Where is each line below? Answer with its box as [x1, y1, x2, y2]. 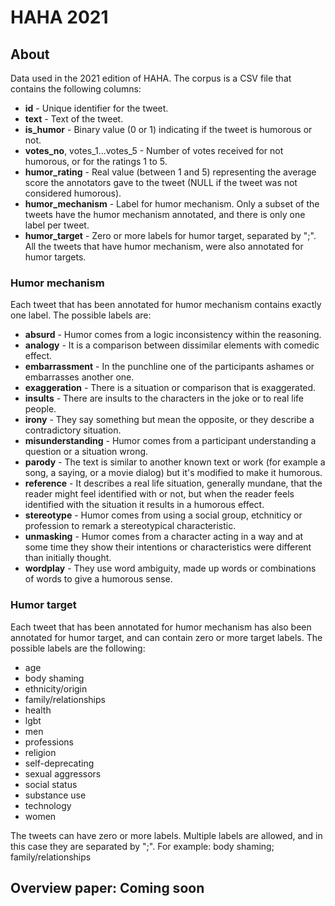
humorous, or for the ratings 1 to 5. [24, 156, 168, 167]
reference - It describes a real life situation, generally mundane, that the [24, 477, 323, 490]
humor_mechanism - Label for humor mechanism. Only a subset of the [24, 198, 320, 210]
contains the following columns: [10, 83, 142, 95]
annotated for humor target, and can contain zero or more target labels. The [10, 631, 323, 643]
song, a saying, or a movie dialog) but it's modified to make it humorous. [24, 467, 323, 479]
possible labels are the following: [10, 642, 146, 654]
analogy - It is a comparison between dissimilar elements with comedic [24, 339, 320, 351]
